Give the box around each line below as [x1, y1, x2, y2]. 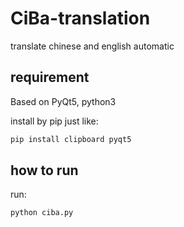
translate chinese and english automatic [10, 40, 175, 52]
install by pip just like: [10, 115, 99, 127]
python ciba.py [10, 208, 74, 218]
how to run [10, 162, 79, 179]
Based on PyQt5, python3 [10, 95, 117, 107]
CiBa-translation [10, 7, 151, 30]
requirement [10, 69, 90, 86]
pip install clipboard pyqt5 [10, 134, 132, 144]
